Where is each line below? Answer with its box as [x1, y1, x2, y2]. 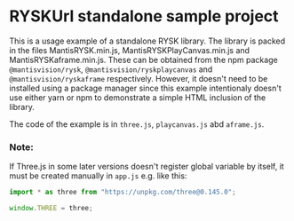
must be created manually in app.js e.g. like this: [9, 170, 187, 181]
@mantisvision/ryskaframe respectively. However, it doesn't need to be [9, 73, 268, 83]
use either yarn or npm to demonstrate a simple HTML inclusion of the [9, 91, 266, 103]
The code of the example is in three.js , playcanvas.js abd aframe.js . [9, 118, 265, 130]
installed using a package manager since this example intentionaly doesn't [9, 83, 282, 93]
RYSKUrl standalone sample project [9, 6, 279, 27]
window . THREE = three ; [9, 204, 93, 213]
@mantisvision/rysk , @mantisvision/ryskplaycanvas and [9, 64, 213, 75]
